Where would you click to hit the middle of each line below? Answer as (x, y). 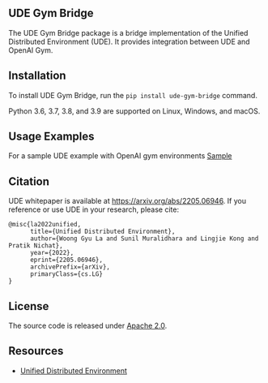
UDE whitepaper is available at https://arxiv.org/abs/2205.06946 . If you (128, 201)
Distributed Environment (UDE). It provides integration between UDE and (129, 41)
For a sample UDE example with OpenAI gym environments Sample (120, 156)
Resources (36, 351)
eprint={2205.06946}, (66, 260)
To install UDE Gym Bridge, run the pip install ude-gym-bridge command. (133, 95)
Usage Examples (51, 137)
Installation (37, 76)
